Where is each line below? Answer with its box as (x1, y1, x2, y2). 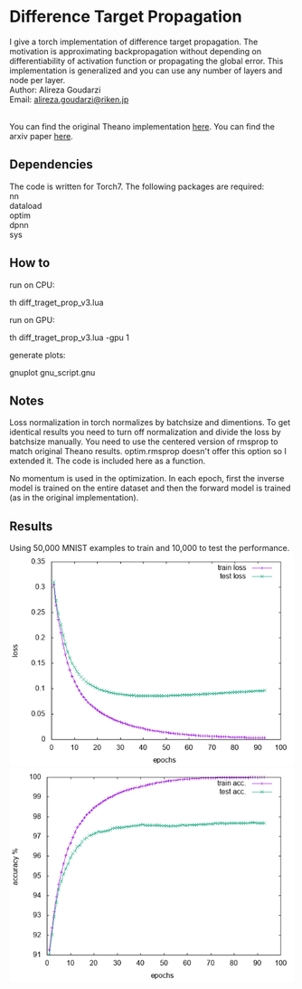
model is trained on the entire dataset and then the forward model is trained (9, 482, 291, 494)
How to (9, 255, 51, 271)
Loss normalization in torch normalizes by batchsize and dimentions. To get (9, 417, 291, 428)
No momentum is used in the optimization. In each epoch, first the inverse (9, 473, 285, 484)
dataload (9, 200, 42, 211)
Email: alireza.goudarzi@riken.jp (9, 93, 129, 105)
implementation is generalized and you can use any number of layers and (9, 65, 283, 76)
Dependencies (9, 157, 93, 173)
